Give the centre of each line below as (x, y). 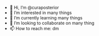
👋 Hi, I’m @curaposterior (34, 8)
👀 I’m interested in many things (41, 13)
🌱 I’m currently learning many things (46, 18)
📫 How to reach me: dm (34, 28)
